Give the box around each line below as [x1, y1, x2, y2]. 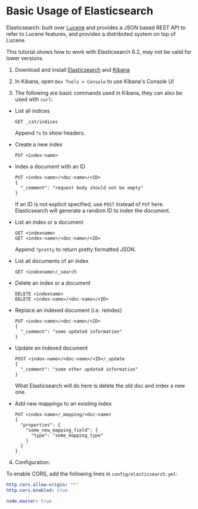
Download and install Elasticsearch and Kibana [14, 66, 130, 73]
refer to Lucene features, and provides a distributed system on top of [6, 30, 176, 37]
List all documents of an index [14, 257, 89, 264]
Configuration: [14, 458, 51, 465]
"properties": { [20, 422, 61, 428]
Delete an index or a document [14, 279, 91, 286]
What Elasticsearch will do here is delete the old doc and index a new [14, 382, 185, 389]
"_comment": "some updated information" [20, 329, 122, 335]
